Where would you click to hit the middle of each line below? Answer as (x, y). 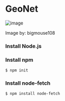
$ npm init (17, 70)
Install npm (19, 60)
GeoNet (22, 9)
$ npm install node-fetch (32, 94)
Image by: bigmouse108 (30, 33)
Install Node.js (23, 46)
